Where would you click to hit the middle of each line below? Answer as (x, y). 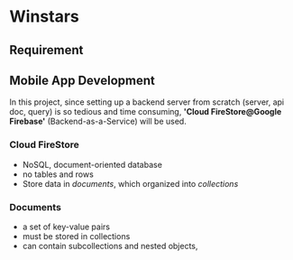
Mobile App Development (82, 80)
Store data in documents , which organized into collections (130, 183)
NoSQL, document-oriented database (92, 164)
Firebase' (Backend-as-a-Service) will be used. (98, 121)
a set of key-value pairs (66, 227)
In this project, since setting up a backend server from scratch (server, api (147, 102)
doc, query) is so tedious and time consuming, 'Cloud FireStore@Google (146, 112)
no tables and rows (58, 174)
